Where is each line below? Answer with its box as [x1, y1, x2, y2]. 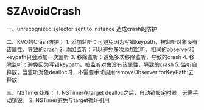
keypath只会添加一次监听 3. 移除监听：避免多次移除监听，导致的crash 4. [6, 53, 188, 60]
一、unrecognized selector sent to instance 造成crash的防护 [6, 25, 157, 32]
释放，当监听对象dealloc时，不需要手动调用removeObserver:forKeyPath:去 [6, 68, 194, 75]
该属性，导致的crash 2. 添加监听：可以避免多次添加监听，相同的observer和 [6, 46, 195, 53]
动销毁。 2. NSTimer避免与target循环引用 [6, 96, 110, 104]
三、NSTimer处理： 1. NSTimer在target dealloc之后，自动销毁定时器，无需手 [6, 89, 199, 96]
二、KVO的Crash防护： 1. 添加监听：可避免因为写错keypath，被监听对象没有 [6, 38, 198, 45]
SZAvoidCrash [6, 4, 81, 18]
